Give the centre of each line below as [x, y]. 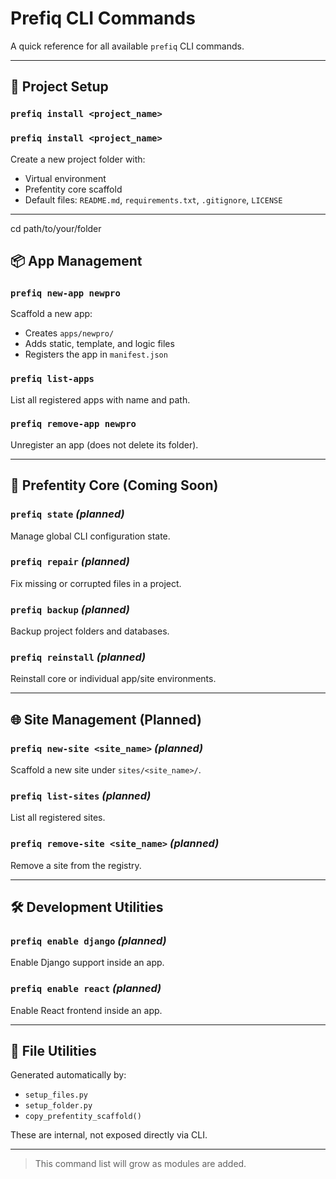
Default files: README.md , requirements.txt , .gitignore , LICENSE [153, 199]
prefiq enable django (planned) [88, 940]
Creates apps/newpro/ [69, 333]
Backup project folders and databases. [90, 631]
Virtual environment [65, 178]
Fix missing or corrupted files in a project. [96, 583]
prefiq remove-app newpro [73, 424]
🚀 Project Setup [59, 87]
